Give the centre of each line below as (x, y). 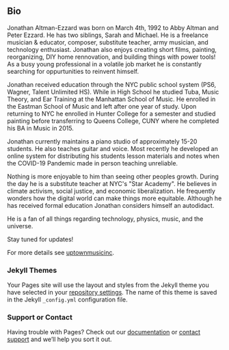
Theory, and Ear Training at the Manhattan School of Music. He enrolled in (111, 99)
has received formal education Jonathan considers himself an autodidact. (111, 205)
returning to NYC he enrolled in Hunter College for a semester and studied (111, 113)
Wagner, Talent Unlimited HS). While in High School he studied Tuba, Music (113, 92)
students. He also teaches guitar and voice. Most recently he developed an (113, 148)
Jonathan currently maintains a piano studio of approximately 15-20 (102, 141)
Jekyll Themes (32, 270)
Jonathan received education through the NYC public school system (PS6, (112, 84)
